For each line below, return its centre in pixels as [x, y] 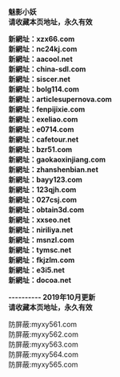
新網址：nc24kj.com [43, 49]
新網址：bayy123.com [45, 180]
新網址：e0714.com [41, 129]
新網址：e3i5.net [37, 270]
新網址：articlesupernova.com [60, 99]
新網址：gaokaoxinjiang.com [57, 160]
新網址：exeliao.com [43, 119]
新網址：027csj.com [43, 200]
